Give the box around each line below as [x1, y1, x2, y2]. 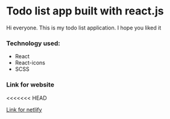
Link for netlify [6, 106, 42, 113]
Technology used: [6, 39, 60, 47]
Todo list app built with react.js [6, 4, 164, 18]
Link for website [6, 81, 54, 89]
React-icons [14, 59, 45, 67]
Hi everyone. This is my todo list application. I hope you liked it [6, 24, 162, 31]
